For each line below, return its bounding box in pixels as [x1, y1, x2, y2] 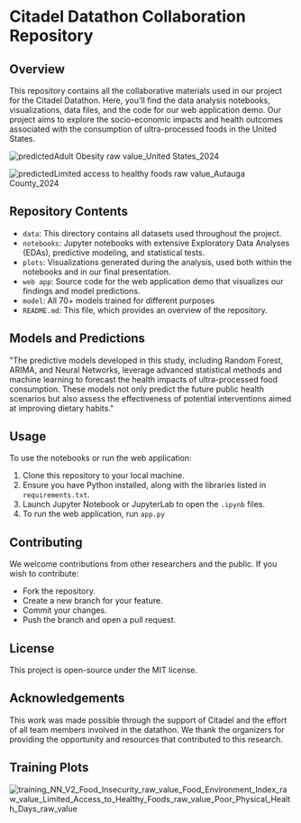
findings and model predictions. [22, 285, 141, 296]
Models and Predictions [9, 331, 146, 347]
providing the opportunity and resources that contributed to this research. [9, 734, 284, 744]
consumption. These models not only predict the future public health [9, 384, 264, 394]
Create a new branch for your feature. [22, 596, 164, 606]
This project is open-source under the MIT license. [9, 665, 198, 676]
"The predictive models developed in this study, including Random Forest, [9, 355, 284, 365]
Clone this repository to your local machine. [22, 470, 185, 481]
